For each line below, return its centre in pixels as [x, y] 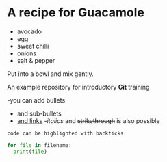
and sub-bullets [39, 113]
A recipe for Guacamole [76, 13]
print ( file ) [30, 152]
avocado [29, 31]
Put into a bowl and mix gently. [50, 74]
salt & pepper [36, 60]
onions [26, 53]
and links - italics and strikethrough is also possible [88, 120]
